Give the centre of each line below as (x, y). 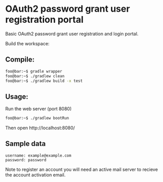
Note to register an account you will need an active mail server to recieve (82, 169)
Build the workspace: (27, 43)
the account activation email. (36, 175)
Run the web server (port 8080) (39, 109)
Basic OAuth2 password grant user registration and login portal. (72, 34)
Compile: (20, 60)
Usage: (17, 96)
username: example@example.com (38, 156)
